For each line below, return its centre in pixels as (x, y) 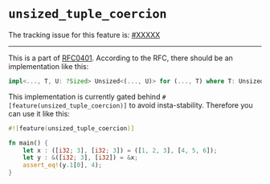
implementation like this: (49, 66)
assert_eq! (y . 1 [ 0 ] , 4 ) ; (63, 166)
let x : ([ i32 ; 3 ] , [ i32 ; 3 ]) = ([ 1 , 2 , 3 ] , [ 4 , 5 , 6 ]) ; (120, 150)
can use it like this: (39, 113)
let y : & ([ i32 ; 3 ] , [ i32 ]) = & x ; (80, 158)
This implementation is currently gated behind (84, 96)
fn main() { (28, 143)
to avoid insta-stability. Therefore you (191, 105)
